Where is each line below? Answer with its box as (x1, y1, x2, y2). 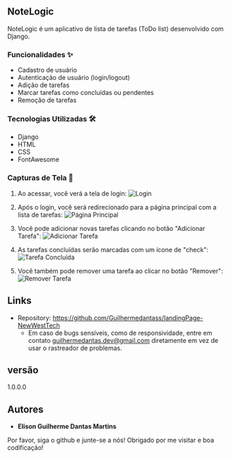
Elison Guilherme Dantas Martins (17, 422, 117, 431)
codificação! (7, 443, 44, 452)
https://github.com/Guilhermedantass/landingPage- (52, 313, 203, 322)
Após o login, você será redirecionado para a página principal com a (17, 203, 217, 211)
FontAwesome (17, 155, 60, 164)
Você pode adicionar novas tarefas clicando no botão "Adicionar (17, 224, 206, 232)
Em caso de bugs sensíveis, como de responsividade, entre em (28, 329, 213, 337)
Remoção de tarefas (17, 96, 77, 105)
